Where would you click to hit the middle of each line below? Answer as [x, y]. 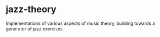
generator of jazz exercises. [35, 28]
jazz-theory [31, 9]
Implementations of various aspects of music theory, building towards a [81, 23]
